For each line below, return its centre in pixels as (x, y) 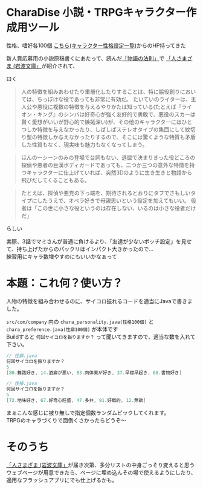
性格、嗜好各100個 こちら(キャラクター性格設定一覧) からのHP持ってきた (96, 45)
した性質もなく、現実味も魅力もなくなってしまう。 (84, 144)
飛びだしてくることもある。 (55, 180)
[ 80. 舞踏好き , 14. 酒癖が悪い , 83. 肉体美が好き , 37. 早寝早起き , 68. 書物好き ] (94, 373)
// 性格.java (22, 384)
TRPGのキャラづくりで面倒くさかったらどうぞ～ (66, 420)
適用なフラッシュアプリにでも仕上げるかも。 (62, 480)
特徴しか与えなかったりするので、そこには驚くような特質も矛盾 (117, 137)
